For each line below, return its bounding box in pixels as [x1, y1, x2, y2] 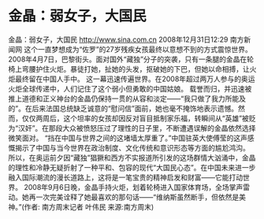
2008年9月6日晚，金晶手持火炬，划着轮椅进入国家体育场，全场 [23, 182, 230, 191]
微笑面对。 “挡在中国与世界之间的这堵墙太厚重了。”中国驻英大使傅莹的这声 [8, 133, 248, 143]
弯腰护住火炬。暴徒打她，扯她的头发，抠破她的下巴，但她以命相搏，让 [21, 64, 250, 73]
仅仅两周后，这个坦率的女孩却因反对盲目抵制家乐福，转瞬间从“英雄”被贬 [21, 113, 256, 123]
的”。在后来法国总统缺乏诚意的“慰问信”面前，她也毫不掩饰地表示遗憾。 [8, 103, 239, 113]
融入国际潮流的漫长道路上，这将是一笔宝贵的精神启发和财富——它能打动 [8, 173, 243, 182]
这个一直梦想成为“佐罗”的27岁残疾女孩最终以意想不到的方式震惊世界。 [23, 44, 252, 54]
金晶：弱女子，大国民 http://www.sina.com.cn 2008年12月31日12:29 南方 [8, 35, 244, 44]
